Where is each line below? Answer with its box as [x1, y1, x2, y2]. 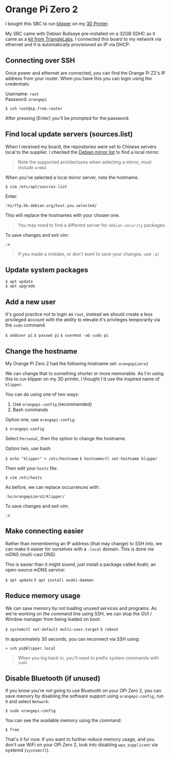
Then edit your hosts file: [5, 465, 58, 471]
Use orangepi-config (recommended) [12, 401, 92, 407]
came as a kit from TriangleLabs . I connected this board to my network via [5, 36, 162, 42]
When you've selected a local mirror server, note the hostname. [5, 174, 139, 180]
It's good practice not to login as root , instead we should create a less [5, 311, 153, 317]
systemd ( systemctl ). [5, 747, 50, 753]
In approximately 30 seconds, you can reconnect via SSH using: [5, 636, 140, 642]
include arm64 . [17, 164, 47, 170]
